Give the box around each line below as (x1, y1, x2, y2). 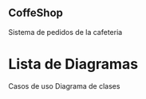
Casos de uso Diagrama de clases (8, 81, 120, 90)
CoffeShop (8, 6, 64, 20)
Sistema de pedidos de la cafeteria (8, 27, 123, 36)
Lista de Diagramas (8, 55, 138, 73)
